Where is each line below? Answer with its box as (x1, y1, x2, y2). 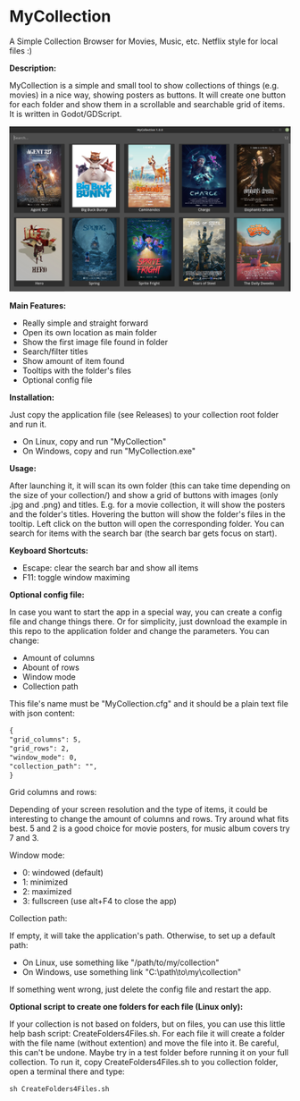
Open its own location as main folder (21, 326, 158, 337)
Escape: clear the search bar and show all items (21, 562, 199, 573)
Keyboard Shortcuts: (9, 545, 89, 555)
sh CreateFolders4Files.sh (9, 1084, 110, 1093)
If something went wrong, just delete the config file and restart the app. (9, 984, 271, 995)
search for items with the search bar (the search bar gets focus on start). (9, 528, 278, 538)
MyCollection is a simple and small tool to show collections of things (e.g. (9, 80, 279, 90)
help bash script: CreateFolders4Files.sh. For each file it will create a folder (9, 1028, 286, 1038)
